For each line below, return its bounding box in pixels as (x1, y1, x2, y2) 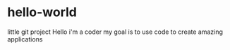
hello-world (7, 4, 78, 20)
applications (7, 35, 43, 43)
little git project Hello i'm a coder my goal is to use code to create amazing (7, 27, 224, 36)
